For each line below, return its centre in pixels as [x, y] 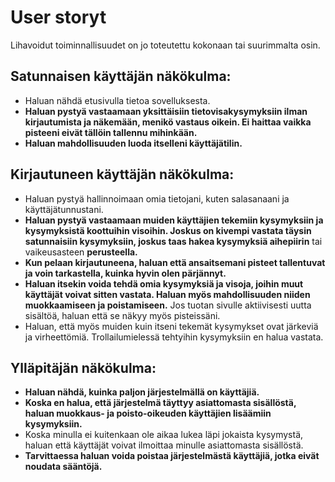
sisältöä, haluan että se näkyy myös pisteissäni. [122, 315]
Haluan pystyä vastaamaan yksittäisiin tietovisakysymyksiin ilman [166, 111]
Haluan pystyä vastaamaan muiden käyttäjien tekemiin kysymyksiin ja [174, 220]
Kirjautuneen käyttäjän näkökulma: [122, 174]
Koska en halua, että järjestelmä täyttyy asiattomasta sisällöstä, [160, 403]
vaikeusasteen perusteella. [81, 252]
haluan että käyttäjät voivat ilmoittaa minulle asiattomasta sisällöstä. [164, 445]
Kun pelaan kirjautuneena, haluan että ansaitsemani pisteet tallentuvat [175, 262]
